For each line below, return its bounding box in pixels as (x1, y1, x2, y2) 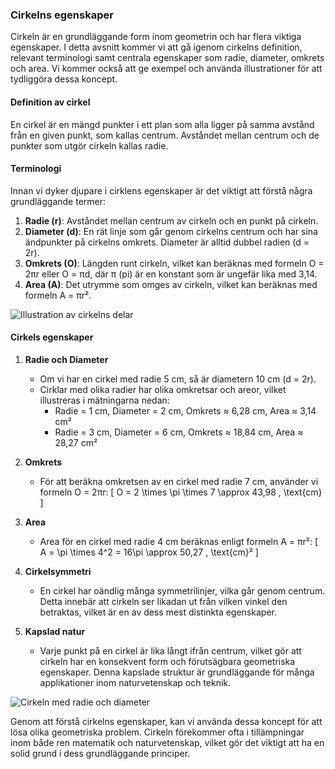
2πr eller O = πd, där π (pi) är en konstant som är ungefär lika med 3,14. (24, 268, 318, 280)
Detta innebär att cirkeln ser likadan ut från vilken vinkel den (39, 595, 288, 607)
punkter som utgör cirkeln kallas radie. (10, 139, 169, 152)
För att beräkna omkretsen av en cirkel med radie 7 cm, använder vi (39, 475, 319, 487)
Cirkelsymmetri (24, 565, 92, 577)
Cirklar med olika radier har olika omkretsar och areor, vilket (39, 383, 287, 395)
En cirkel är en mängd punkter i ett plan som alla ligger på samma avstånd (10, 118, 315, 130)
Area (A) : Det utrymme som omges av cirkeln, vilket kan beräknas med (24, 278, 318, 290)
